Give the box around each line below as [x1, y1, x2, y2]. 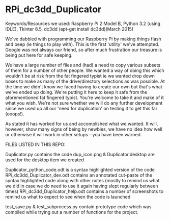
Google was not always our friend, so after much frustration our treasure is [5, 46, 162, 53]
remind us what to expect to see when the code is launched [5, 193, 131, 200]
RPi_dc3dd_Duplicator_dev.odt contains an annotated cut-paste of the [5, 172, 153, 178]
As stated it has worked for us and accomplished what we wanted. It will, [5, 120, 158, 127]
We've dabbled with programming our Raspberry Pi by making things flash [5, 36, 161, 42]
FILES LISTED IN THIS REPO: [5, 141, 66, 148]
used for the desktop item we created [5, 157, 84, 163]
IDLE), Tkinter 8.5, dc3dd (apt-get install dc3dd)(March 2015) [5, 26, 134, 32]
